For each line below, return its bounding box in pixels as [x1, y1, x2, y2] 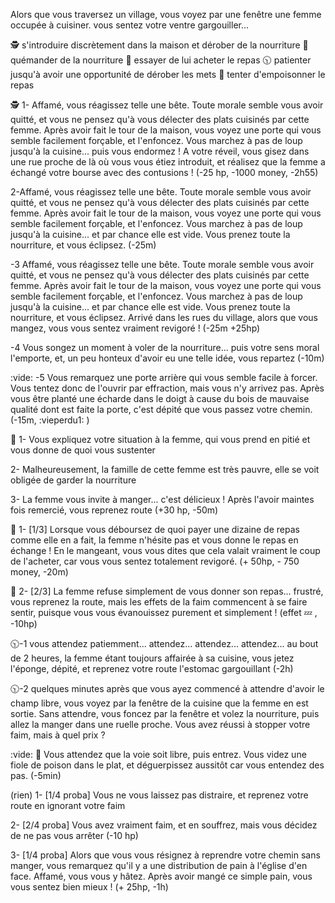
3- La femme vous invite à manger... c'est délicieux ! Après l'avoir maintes [10, 494, 315, 505]
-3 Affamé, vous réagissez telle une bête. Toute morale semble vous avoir [10, 259, 315, 270]
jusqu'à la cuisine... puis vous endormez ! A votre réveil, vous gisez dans [10, 145, 310, 157]
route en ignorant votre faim [10, 800, 126, 811]
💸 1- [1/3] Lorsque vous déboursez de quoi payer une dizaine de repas [10, 524, 300, 535]
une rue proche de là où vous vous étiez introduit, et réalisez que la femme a [10, 156, 326, 168]
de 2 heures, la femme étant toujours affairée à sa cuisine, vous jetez [10, 652, 295, 664]
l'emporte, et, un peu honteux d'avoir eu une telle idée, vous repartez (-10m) [10, 352, 325, 364]
